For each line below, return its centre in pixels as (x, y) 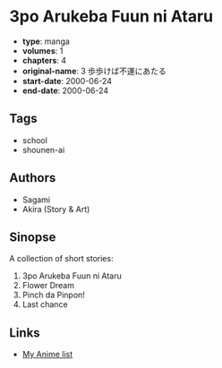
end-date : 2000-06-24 (65, 90)
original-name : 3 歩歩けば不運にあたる (94, 71)
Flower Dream (48, 286)
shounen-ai (43, 150)
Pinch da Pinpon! (53, 295)
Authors (33, 178)
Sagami (36, 200)
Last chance (45, 304)
